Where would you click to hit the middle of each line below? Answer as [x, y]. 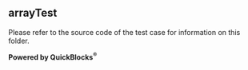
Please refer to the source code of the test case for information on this [124, 32]
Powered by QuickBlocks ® [53, 56]
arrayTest [33, 13]
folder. [19, 41]
